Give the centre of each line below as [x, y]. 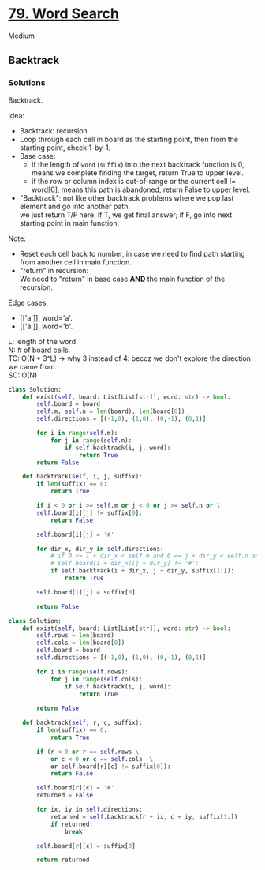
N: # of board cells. [39, 350]
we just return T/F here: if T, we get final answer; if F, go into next [126, 215]
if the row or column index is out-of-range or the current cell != [134, 181]
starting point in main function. [69, 223]
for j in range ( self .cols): [97, 679]
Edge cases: [28, 302]
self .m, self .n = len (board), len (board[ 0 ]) [111, 411]
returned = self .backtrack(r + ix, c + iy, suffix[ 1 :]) [144, 817]
